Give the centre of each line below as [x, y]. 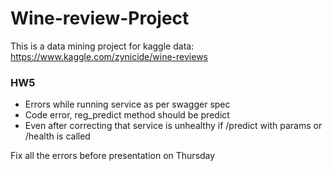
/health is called [57, 136]
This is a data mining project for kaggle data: [102, 46]
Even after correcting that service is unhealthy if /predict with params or [173, 126]
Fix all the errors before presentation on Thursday [113, 156]
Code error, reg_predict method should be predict [127, 115]
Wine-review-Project [100, 18]
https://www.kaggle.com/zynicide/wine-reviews [109, 56]
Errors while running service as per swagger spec [127, 104]
